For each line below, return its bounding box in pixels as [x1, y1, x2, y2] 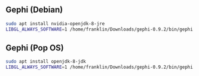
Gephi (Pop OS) [5, 42, 64, 53]
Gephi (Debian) [5, 5, 63, 15]
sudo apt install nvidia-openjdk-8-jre [5, 20, 105, 26]
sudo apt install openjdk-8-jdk [5, 59, 86, 65]
